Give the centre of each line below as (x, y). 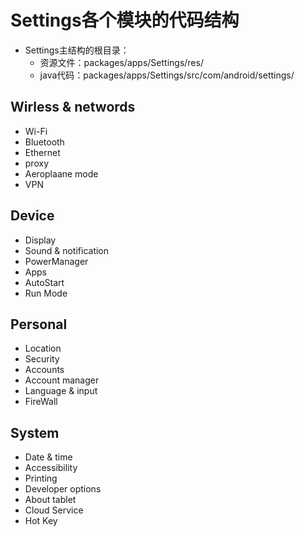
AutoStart (44, 282)
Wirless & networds (73, 107)
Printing (41, 478)
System (35, 432)
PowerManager (56, 261)
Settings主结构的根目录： (77, 50)
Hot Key (41, 521)
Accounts (44, 370)
